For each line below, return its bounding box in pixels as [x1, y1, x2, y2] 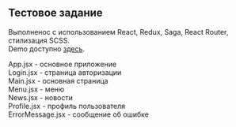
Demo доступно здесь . [8, 43, 86, 54]
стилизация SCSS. [8, 35, 70, 45]
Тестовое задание [8, 6, 103, 20]
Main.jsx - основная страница [8, 76, 108, 85]
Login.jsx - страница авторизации [8, 67, 122, 77]
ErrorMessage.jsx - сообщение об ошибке [8, 110, 149, 119]
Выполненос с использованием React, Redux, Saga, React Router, [8, 27, 229, 36]
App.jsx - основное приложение [8, 59, 117, 69]
